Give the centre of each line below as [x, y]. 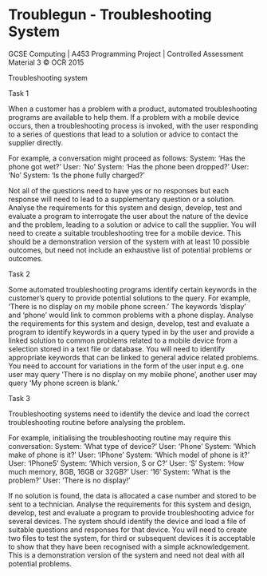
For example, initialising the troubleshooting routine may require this [120, 438]
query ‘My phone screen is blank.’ [64, 383]
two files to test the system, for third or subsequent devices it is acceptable [132, 538]
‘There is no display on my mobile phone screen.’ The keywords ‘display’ [128, 306]
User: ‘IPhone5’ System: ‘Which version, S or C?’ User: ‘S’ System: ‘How [126, 463]
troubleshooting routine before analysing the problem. [97, 422]
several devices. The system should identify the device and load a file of [127, 521]
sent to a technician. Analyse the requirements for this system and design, [130, 504]
